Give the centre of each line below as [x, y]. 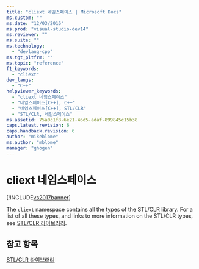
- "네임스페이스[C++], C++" [44, 102]
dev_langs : [20, 80]
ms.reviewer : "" [27, 35]
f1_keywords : [23, 69]
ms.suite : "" [23, 40]
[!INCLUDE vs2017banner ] [39, 197]
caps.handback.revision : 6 [41, 131]
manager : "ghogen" [30, 148]
